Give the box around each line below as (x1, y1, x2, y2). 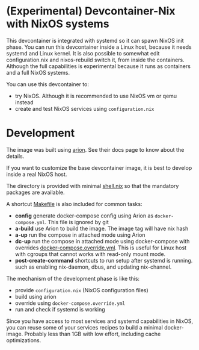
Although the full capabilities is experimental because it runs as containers (6, 62, 191, 70)
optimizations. (6, 336, 41, 344)
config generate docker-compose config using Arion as (14, 212, 154, 219)
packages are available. (6, 189, 65, 196)
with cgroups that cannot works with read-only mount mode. (14, 250, 166, 257)
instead (14, 98, 34, 106)
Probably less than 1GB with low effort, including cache (24, 330, 161, 337)
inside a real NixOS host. (6, 170, 67, 178)
